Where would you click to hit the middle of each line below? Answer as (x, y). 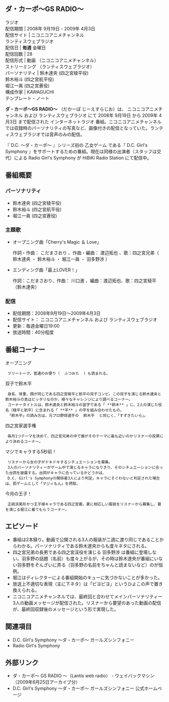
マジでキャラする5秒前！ (31, 451)
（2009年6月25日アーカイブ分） (46, 682)
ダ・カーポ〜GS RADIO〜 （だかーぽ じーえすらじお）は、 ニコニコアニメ (82, 109)
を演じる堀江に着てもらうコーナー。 (37, 510)
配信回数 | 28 (19, 54)
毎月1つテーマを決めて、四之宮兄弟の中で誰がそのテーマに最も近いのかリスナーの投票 (83, 436)
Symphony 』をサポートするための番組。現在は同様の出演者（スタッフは (81, 151)
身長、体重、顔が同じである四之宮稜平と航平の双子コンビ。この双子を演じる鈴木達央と (84, 394)
